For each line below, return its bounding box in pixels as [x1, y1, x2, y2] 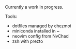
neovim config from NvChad [12, 33, 69, 39]
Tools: [5, 14, 17, 19]
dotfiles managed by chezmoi [12, 23, 72, 29]
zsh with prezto [12, 38, 43, 44]
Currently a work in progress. [5, 4, 64, 10]
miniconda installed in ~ [12, 28, 60, 33]
